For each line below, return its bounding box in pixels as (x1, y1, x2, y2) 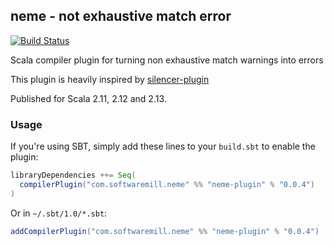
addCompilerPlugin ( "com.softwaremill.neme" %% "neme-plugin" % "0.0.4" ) (10, 226, 320, 236)
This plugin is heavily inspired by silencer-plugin (10, 73, 210, 85)
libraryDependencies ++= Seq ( (10, 170, 137, 181)
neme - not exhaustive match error (10, 8, 232, 25)
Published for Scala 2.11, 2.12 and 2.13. (10, 92, 167, 104)
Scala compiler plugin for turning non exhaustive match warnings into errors (10, 54, 324, 66)
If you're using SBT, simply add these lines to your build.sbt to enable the (10, 140, 316, 153)
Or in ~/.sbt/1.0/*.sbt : (10, 207, 108, 219)
